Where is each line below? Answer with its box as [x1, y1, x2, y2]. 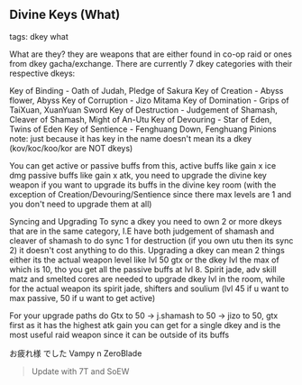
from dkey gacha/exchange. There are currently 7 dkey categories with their [9, 58, 293, 69]
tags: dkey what [9, 31, 69, 41]
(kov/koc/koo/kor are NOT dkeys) [9, 142, 133, 153]
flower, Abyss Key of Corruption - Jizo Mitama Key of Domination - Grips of [9, 95, 290, 105]
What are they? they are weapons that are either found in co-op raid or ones [9, 49, 293, 60]
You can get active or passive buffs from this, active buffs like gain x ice [9, 160, 277, 170]
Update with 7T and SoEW [31, 365, 130, 377]
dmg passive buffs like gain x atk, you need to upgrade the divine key [9, 170, 268, 180]
